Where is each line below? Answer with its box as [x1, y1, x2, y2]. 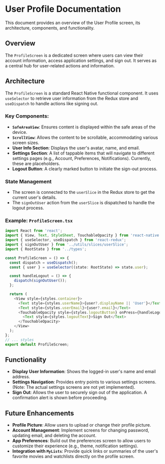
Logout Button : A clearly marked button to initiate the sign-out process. [12, 166, 158, 172]
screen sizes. [12, 139, 39, 146]
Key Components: [5, 113, 49, 120]
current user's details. [12, 194, 57, 200]
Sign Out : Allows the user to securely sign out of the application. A [12, 390, 147, 396]
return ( [9, 292, 27, 297]
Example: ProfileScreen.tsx [5, 217, 73, 224]
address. [12, 374, 30, 380]
